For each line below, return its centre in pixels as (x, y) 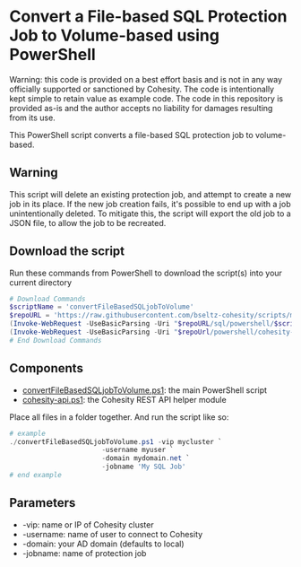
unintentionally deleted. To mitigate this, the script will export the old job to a (150, 214)
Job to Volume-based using (114, 35)
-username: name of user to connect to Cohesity (112, 534)
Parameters (43, 503)
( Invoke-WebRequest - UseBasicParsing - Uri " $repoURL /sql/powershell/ (142, 324)
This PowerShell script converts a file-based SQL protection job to (131, 135)
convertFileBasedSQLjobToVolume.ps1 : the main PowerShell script (144, 390)
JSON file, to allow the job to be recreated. (88, 222)
